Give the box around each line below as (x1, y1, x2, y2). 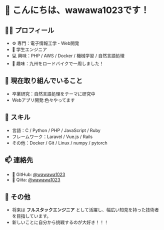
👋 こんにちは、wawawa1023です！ (4, 4, 149, 16)
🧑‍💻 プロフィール (4, 26, 54, 34)
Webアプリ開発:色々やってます (11, 97, 75, 103)
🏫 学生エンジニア (11, 46, 47, 52)
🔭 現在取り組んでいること (4, 76, 83, 85)
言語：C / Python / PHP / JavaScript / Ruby (11, 127, 101, 133)
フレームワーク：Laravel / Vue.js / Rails (11, 133, 93, 139)
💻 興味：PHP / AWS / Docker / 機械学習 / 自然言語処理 (11, 53, 125, 58)
